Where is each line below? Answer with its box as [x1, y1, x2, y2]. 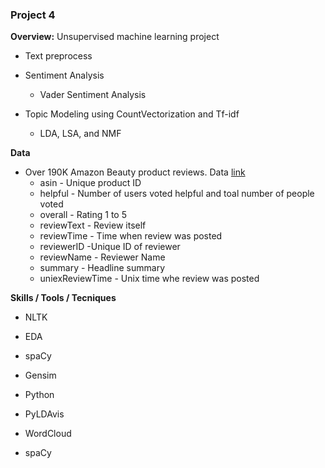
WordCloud [24, 428, 72, 440]
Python [24, 389, 55, 401]
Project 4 [10, 8, 56, 22]
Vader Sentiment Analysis [39, 89, 147, 101]
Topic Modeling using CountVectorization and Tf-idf [24, 108, 240, 120]
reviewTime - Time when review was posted [39, 230, 223, 242]
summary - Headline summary [39, 262, 166, 274]
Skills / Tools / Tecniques [10, 292, 117, 304]
